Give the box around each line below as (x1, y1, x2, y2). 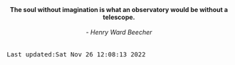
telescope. (103, 13, 135, 21)
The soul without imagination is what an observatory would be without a (9, 6, 229, 13)
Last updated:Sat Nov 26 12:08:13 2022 (6, 51, 146, 58)
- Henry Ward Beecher (85, 28, 152, 36)
